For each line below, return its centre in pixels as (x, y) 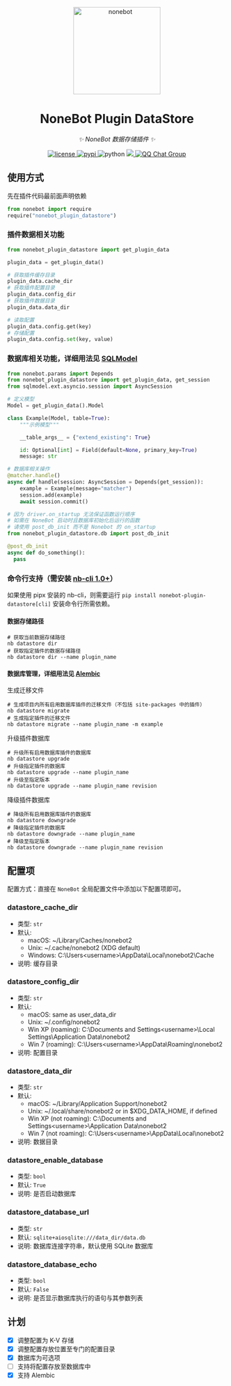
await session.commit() (54, 502)
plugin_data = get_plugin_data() (56, 262)
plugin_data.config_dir (42, 294)
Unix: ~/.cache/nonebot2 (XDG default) (84, 947)
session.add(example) (51, 495)
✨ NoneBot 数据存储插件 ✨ (117, 139)
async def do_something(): (46, 553)
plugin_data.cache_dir (40, 282)
